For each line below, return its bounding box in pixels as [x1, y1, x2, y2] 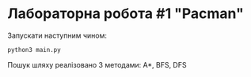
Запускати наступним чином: [7, 31, 108, 40]
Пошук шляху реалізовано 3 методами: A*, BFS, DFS [7, 60, 187, 69]
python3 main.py [7, 46, 61, 53]
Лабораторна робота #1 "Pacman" [7, 5, 245, 23]
